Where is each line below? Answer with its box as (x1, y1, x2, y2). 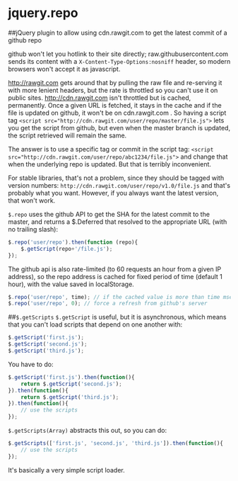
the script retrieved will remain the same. (8, 131, 127, 140)
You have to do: (8, 360, 54, 368)
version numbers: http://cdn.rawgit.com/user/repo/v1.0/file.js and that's (8, 181, 231, 189)
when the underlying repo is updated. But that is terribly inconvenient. (8, 159, 211, 168)
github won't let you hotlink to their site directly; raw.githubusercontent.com (8, 50, 229, 58)
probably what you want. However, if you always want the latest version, (8, 188, 219, 197)
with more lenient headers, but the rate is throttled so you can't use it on (8, 86, 218, 94)
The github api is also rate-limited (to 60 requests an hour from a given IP (8, 264, 222, 273)
